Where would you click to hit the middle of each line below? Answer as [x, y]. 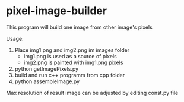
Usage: [15, 38]
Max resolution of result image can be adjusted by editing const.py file [92, 93]
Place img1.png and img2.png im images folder [72, 50]
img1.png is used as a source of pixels [70, 56]
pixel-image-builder [57, 11]
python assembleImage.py [47, 81]
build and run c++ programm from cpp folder [70, 75]
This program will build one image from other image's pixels [79, 27]
